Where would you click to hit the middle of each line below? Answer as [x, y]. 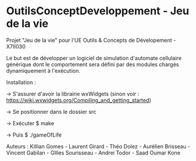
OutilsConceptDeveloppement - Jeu [98, 11]
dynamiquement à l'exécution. [43, 70]
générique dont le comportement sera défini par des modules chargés [93, 64]
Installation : [21, 82]
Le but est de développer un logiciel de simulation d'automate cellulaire [94, 58]
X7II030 [16, 47]
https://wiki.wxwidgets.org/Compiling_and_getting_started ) [79, 100]
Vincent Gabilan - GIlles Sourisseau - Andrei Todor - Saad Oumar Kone [93, 153]
